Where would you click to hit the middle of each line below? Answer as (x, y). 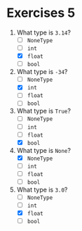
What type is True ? (44, 111)
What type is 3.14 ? (44, 32)
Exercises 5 (41, 13)
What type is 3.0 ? (42, 189)
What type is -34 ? (42, 72)
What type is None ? (44, 150)
